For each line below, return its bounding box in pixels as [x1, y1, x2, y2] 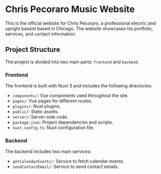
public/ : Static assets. [12, 109, 59, 115]
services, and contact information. [5, 31, 76, 37]
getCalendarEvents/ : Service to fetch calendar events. [12, 158, 125, 164]
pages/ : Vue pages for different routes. [12, 98, 93, 104]
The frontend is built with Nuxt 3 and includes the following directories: [5, 83, 152, 89]
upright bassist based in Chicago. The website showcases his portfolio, [5, 25, 153, 31]
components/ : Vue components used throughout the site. [12, 93, 129, 99]
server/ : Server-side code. [12, 114, 69, 120]
